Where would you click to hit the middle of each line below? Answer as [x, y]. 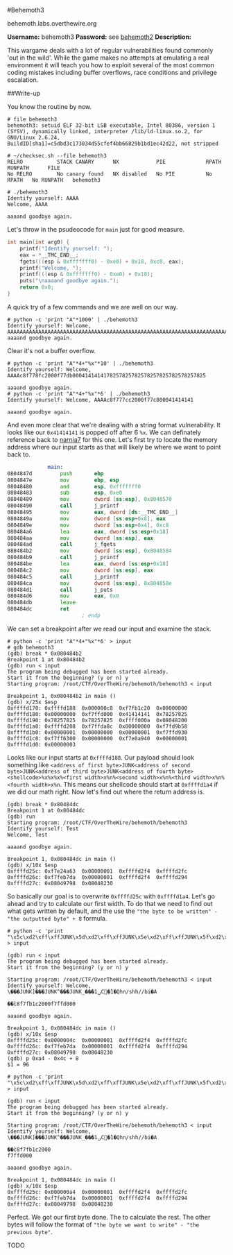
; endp [91, 615]
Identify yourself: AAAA [43, 198]
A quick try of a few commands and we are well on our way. [93, 307]
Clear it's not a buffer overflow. [51, 350]
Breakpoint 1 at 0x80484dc [46, 810]
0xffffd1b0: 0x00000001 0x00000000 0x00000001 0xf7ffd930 [97, 732]
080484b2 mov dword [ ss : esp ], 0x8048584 [89, 551]
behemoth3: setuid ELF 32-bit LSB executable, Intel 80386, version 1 [111, 126]
